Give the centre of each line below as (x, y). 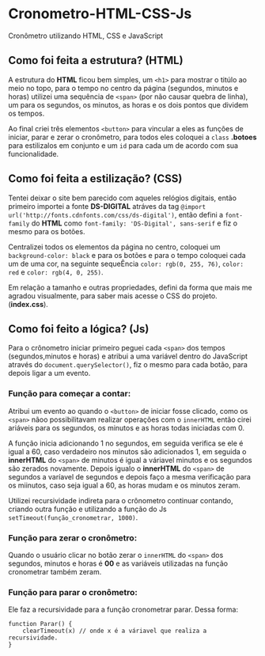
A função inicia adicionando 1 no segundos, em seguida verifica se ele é (126, 443)
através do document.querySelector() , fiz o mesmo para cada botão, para (128, 365)
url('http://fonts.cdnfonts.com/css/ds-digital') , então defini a (116, 214)
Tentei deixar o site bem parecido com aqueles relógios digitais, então (123, 198)
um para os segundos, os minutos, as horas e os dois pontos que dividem (129, 104)
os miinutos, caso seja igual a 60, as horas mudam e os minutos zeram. (125, 485)
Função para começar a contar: (70, 394)
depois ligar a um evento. (49, 374)
